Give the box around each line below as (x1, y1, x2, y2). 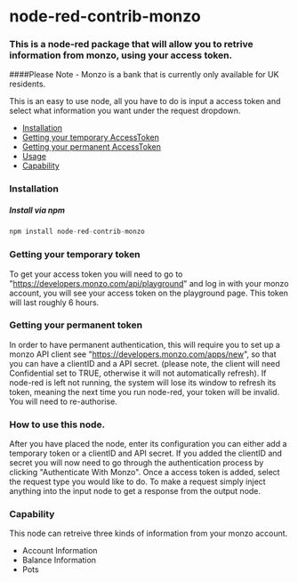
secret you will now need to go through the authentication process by (9, 457, 264, 468)
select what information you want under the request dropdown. (9, 105, 241, 117)
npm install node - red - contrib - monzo (9, 227, 145, 237)
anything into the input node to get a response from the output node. (9, 486, 261, 497)
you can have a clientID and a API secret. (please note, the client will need (9, 358, 280, 368)
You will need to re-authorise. (9, 396, 117, 407)
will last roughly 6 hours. (9, 296, 100, 308)
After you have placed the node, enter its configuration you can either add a (9, 439, 287, 449)
